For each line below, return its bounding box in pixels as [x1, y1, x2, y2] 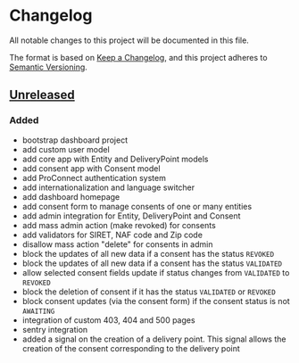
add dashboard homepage [21, 191, 120, 202]
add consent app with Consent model [21, 162, 161, 174]
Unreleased [9, 87, 76, 103]
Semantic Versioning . [9, 62, 87, 72]
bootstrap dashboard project [21, 135, 128, 145]
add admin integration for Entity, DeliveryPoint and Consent [21, 210, 241, 221]
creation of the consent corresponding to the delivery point [21, 342, 241, 353]
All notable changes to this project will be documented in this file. [9, 35, 250, 45]
